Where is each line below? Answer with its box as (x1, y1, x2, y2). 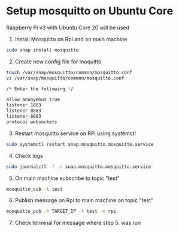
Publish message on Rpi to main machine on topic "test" (14, 197, 154, 204)
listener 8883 (6, 108, 42, 114)
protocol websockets (6, 118, 58, 125)
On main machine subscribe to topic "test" (14, 175, 120, 182)
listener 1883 (6, 102, 42, 108)
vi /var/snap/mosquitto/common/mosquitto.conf (6, 75, 125, 81)
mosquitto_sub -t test (6, 186, 63, 192)
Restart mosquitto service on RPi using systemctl (14, 130, 136, 137)
